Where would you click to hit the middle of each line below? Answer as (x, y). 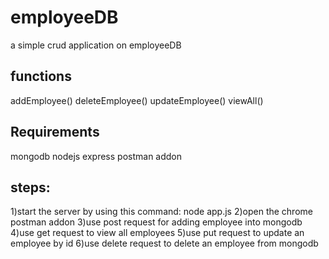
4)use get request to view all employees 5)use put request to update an (157, 233)
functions (41, 76)
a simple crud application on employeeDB (96, 45)
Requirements (55, 132)
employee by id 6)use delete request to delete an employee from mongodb (164, 243)
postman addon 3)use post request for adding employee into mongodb (156, 222)
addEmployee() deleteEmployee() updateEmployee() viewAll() (137, 100)
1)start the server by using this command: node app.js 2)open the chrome (161, 212)
